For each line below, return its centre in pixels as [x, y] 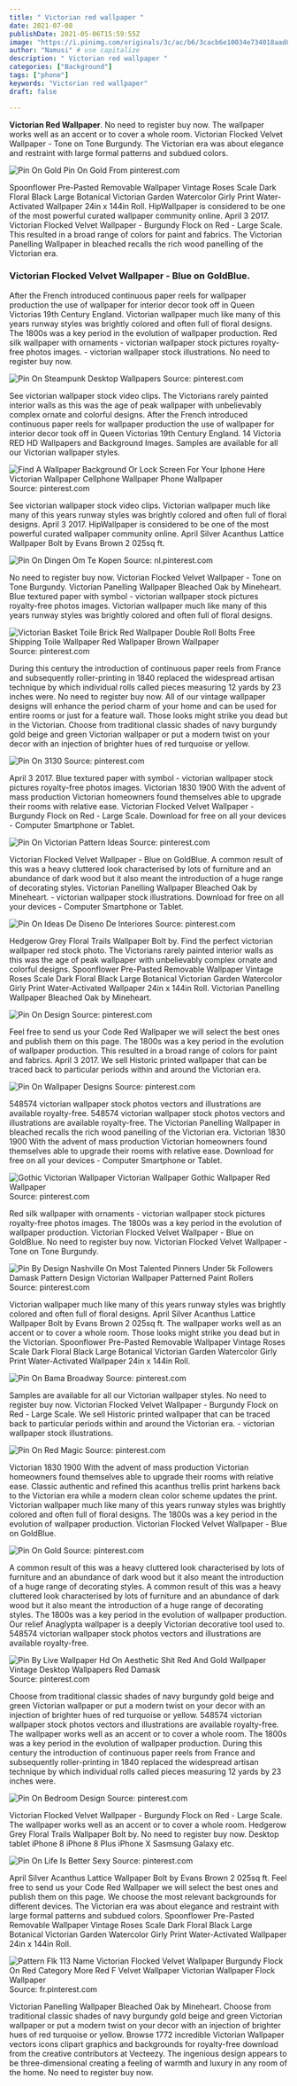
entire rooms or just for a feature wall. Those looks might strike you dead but [148, 715]
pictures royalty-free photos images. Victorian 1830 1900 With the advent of [147, 787]
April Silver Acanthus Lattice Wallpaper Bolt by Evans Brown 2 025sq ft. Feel [148, 1878]
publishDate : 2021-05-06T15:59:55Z [75, 34]
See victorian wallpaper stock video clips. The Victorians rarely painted [139, 395]
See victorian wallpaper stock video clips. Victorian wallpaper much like [140, 505]
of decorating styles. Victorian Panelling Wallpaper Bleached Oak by [133, 887]
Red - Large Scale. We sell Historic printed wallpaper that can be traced [140, 1414]
